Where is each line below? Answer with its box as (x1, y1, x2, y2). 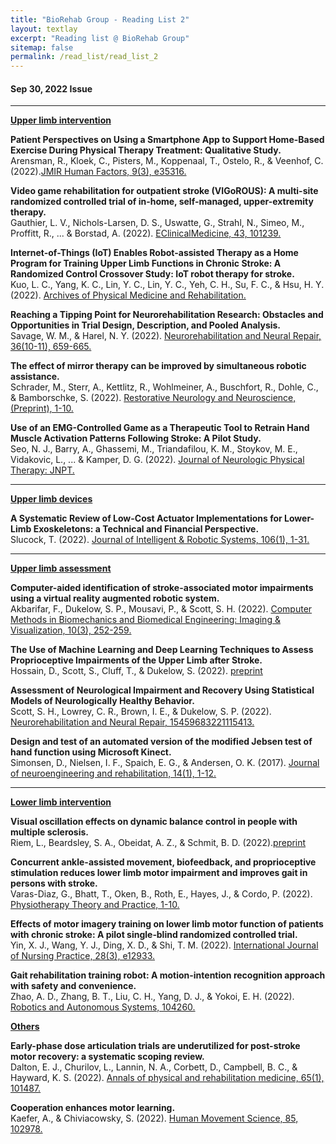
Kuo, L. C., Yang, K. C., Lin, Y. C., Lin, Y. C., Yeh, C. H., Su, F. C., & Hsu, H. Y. (10, 279, 325, 291)
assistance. (10, 371, 60, 383)
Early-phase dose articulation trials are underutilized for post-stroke (10, 1040, 301, 1052)
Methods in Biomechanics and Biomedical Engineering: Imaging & (10, 614, 281, 626)
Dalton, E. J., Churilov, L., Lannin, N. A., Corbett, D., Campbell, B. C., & (10, 1061, 298, 1073)
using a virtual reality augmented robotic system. (10, 592, 220, 605)
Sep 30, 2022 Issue (10, 82, 93, 95)
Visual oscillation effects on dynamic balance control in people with (10, 816, 298, 828)
